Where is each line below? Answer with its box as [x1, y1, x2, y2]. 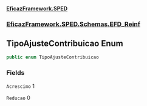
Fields [6, 69, 25, 77]
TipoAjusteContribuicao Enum [6, 38, 123, 48]
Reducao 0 [6, 94, 30, 101]
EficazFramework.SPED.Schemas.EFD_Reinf [6, 20, 141, 28]
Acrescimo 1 [6, 82, 35, 90]
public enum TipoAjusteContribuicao [6, 54, 99, 60]
